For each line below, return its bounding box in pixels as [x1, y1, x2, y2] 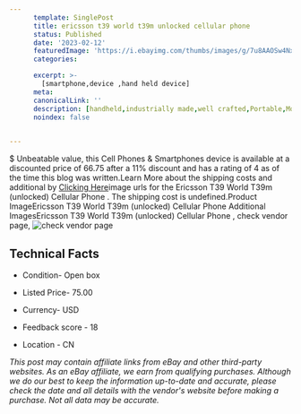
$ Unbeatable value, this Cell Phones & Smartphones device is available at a [9, 153, 290, 164]
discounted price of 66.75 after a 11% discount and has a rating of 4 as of [9, 163, 280, 174]
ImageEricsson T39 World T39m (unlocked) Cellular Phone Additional [9, 201, 266, 211]
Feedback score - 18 [21, 322, 99, 332]
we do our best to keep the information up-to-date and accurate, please [9, 375, 277, 386]
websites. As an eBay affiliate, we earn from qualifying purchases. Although [9, 366, 291, 376]
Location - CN [21, 339, 74, 349]
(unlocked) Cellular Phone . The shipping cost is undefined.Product [9, 192, 257, 203]
